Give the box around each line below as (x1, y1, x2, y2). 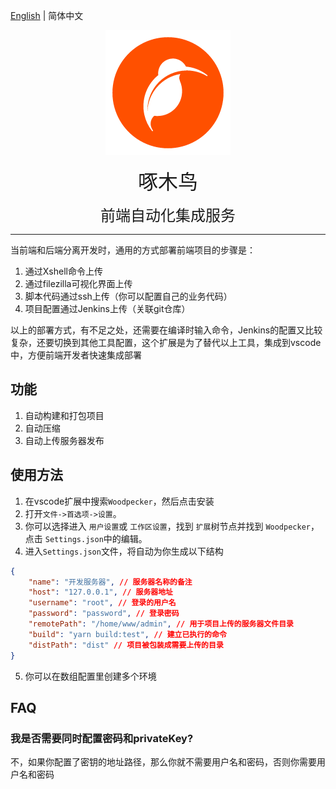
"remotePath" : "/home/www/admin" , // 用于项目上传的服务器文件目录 (28, 619, 294, 629)
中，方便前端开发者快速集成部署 (10, 349, 142, 361)
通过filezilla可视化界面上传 (24, 278, 133, 289)
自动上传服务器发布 (24, 434, 105, 446)
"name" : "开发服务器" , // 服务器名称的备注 (28, 577, 193, 587)
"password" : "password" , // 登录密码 (28, 609, 180, 619)
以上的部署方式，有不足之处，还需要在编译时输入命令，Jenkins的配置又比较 (10, 324, 323, 336)
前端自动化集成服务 (100, 206, 236, 225)
